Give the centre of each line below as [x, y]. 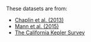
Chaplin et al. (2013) [39, 20]
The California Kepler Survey [50, 33]
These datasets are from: [37, 9]
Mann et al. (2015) [37, 26]
